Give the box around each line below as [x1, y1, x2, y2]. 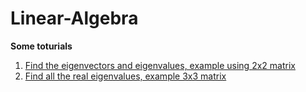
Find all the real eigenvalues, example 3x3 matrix [24, 70, 227, 82]
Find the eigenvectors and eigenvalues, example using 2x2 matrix [24, 59, 296, 71]
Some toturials [10, 40, 73, 52]
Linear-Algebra [10, 7, 139, 30]
